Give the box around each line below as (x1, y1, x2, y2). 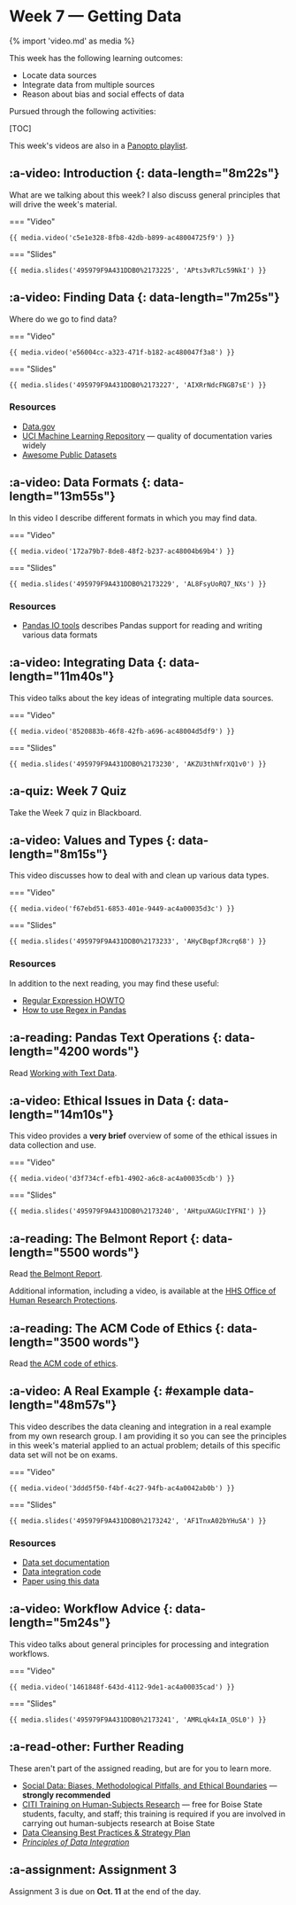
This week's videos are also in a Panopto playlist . (9, 140, 188, 151)
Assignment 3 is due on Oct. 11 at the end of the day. (9, 1885, 201, 1896)
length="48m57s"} (9, 1398, 118, 1413)
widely (21, 440, 47, 450)
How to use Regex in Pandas (21, 1004, 126, 1015)
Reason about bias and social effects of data (21, 89, 185, 99)
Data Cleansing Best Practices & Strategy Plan (21, 1827, 191, 1838)
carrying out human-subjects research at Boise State (21, 1817, 215, 1828)
